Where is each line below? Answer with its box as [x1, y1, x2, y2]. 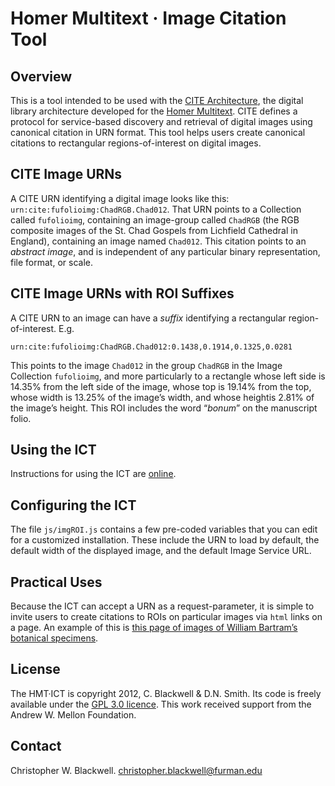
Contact [10, 738, 62, 755]
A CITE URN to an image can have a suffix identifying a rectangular [10, 312, 287, 324]
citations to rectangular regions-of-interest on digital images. [10, 137, 262, 149]
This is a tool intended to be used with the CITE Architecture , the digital [10, 95, 304, 106]
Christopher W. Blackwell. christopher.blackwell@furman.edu [10, 764, 263, 776]
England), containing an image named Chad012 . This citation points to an [10, 235, 307, 247]
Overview [10, 68, 73, 85]
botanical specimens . [10, 632, 99, 644]
